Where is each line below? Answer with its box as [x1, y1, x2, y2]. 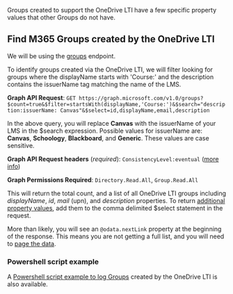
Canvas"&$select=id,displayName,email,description [60, 107, 210, 114]
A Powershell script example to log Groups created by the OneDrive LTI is [7, 272, 218, 281]
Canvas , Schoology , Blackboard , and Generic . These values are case [7, 133, 210, 142]
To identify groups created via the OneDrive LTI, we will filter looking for [7, 65, 214, 74]
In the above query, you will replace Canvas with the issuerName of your [7, 119, 216, 127]
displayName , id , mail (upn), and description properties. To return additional [7, 196, 225, 204]
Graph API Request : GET [7, 93, 77, 101]
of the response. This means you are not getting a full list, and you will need [7, 232, 225, 240]
